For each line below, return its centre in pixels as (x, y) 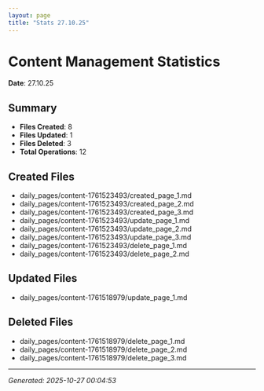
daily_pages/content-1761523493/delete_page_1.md (103, 246)
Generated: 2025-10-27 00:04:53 (62, 380)
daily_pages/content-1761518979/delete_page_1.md (102, 341)
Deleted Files (41, 322)
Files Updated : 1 (46, 135)
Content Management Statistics (114, 62)
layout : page (29, 15)
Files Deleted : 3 (46, 144)
